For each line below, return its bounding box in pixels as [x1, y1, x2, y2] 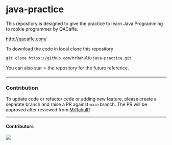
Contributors [6, 123, 34, 129]
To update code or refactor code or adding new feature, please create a [6, 96, 157, 102]
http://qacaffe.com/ [6, 36, 47, 42]
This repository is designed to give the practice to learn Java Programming [6, 20, 163, 27]
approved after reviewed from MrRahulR [6, 107, 90, 113]
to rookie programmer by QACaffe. [6, 26, 79, 32]
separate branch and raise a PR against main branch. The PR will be [6, 101, 148, 108]
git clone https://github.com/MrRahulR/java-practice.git [6, 55, 132, 61]
